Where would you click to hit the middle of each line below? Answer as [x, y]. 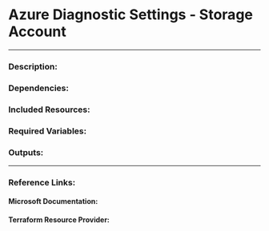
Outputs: [26, 152]
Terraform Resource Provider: [59, 220]
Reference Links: [42, 182]
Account [37, 32]
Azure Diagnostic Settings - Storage [131, 15]
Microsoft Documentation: [53, 201]
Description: [33, 66]
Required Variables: [47, 131]
